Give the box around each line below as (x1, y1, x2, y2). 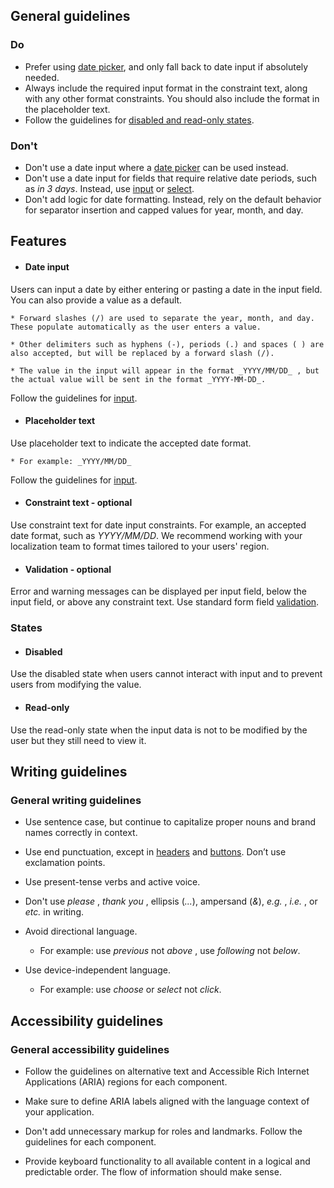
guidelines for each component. (24, 1135, 157, 1148)
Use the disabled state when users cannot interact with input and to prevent (10, 668, 323, 680)
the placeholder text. (24, 103, 111, 115)
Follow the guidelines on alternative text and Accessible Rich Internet (24, 1065, 310, 1077)
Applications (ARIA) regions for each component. (24, 1075, 228, 1088)
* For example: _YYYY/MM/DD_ (10, 456, 132, 466)
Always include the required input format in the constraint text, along (24, 82, 308, 94)
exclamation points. (24, 857, 106, 869)
